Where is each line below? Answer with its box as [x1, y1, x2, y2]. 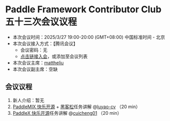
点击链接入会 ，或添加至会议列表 [20, 53, 88, 59]
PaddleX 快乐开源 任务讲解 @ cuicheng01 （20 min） [12, 110, 122, 116]
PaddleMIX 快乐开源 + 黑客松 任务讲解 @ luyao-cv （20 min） [12, 104, 140, 110]
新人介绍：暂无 [12, 97, 44, 103]
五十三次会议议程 [5, 16, 78, 28]
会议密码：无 [20, 47, 47, 53]
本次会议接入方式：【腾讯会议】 [12, 40, 78, 47]
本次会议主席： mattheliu [12, 59, 64, 66]
